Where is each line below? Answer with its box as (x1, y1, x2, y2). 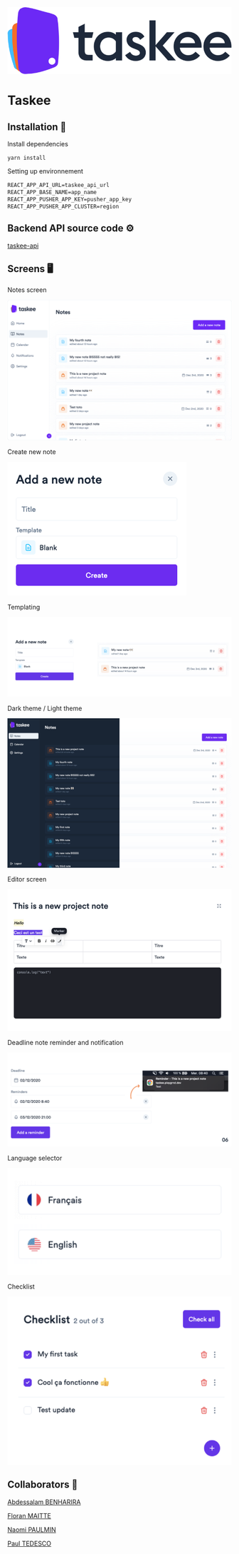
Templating (7, 603, 41, 612)
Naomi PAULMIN (7, 1525, 56, 1534)
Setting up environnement (7, 167, 84, 176)
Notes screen (7, 286, 47, 294)
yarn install (7, 154, 46, 162)
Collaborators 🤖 (7, 1478, 78, 1491)
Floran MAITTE (7, 1511, 51, 1520)
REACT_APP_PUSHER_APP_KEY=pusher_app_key (7, 196, 132, 203)
